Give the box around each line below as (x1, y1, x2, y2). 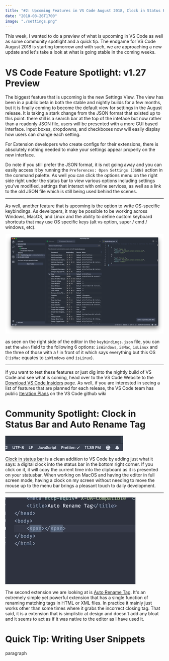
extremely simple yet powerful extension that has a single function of (5, 595, 148, 601)
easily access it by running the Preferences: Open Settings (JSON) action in (5, 167, 163, 173)
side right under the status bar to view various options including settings (5, 178, 155, 184)
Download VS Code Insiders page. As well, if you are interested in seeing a (5, 380, 160, 386)
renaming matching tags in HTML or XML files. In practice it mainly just (5, 600, 152, 606)
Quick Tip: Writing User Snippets (5, 634, 145, 645)
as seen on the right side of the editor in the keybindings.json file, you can (5, 339, 160, 345)
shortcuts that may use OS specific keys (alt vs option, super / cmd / (5, 219, 147, 225)
